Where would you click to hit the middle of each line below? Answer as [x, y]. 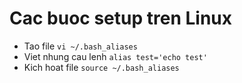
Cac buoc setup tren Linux [121, 18]
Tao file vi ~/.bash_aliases [80, 46]
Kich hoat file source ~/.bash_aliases [101, 67]
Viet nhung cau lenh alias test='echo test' [115, 56]
